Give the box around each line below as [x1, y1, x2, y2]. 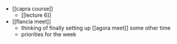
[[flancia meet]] [12, 18, 52, 25]
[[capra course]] [12, 5, 53, 12]
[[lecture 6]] [21, 11, 52, 19]
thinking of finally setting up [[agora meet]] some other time [21, 24, 171, 31]
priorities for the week [21, 31, 77, 38]
